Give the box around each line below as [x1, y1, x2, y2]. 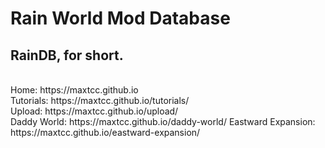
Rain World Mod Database [10, 7, 231, 30]
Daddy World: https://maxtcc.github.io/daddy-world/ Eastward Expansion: [10, 116, 316, 127]
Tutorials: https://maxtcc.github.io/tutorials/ [10, 95, 190, 106]
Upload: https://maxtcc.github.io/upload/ [10, 105, 179, 117]
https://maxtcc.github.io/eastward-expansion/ [10, 127, 201, 138]
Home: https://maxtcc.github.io [10, 84, 139, 96]
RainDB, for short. [10, 47, 124, 64]
